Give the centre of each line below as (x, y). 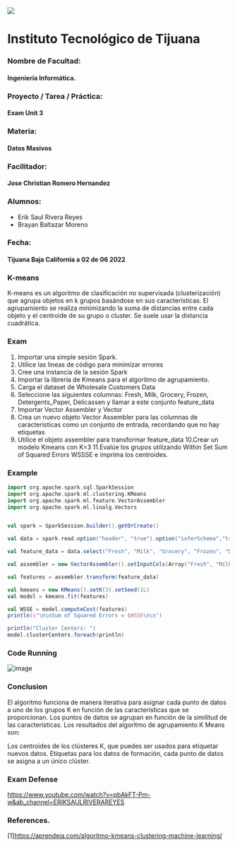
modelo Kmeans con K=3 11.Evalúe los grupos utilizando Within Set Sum (122, 447)
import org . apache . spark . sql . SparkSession (71, 487)
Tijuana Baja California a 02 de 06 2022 (66, 260)
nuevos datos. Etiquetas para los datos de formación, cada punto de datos (116, 753)
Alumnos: (24, 201)
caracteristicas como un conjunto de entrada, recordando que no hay (119, 425)
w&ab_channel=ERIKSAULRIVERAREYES (66, 802)
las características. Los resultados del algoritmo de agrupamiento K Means (116, 725)
